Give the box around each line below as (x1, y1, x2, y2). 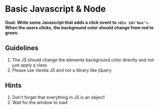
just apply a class (12, 62, 47, 68)
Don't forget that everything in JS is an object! (12, 94, 105, 100)
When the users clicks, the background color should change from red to (5, 24, 154, 30)
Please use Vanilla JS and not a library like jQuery (12, 67, 112, 73)
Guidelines (5, 44, 39, 52)
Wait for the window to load (12, 99, 68, 105)
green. (5, 30, 19, 36)
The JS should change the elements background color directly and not (12, 57, 154, 63)
